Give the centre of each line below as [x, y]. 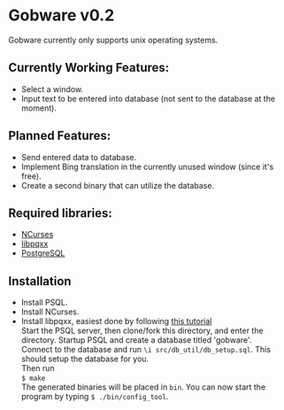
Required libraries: [60, 213]
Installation [40, 281]
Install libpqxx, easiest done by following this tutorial [116, 321]
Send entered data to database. [79, 157]
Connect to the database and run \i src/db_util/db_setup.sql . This [146, 350]
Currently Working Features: [89, 68]
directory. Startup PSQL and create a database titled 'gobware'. [136, 340]
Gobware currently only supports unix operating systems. [113, 40]
